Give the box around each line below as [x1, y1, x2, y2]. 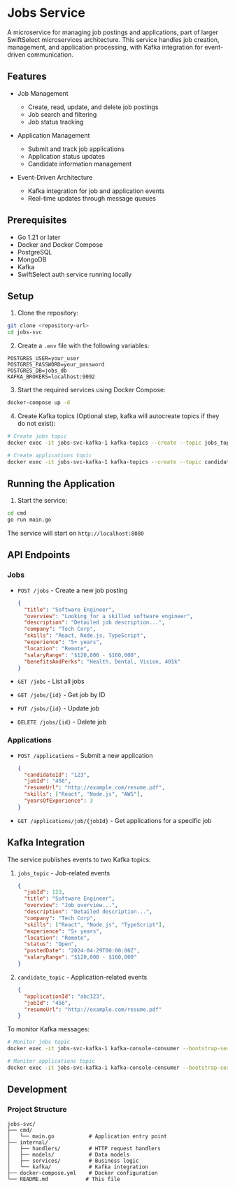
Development [7, 1084, 68, 1096]
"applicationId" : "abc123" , [24, 993, 106, 1000]
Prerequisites [7, 215, 67, 227]
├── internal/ [7, 1138, 49, 1146]
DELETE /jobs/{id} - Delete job [17, 718, 107, 727]
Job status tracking [27, 117, 84, 126]
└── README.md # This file [7, 1175, 120, 1182]
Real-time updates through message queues [27, 194, 156, 202]
